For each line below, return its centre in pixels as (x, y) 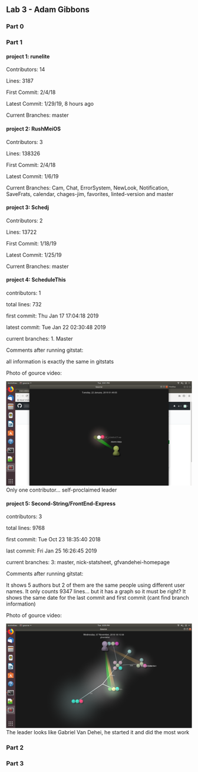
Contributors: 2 (24, 220)
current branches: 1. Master (39, 339)
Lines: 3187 (20, 81)
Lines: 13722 (22, 232)
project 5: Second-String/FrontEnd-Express (61, 503)
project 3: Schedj (27, 207)
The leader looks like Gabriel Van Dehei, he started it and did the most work (98, 732)
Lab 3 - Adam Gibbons (48, 10)
